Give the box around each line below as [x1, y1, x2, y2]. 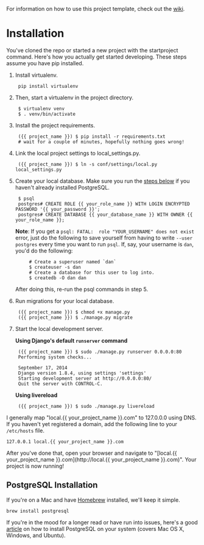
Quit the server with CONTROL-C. [18, 380, 103, 386]
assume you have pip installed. [6, 59, 84, 66]
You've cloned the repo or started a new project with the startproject [6, 46, 178, 54]
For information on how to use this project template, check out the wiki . [6, 5, 185, 12]
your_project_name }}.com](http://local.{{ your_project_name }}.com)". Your [6, 455, 197, 463]
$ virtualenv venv [18, 105, 65, 112]
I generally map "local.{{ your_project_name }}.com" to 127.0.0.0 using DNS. [6, 414, 197, 421]
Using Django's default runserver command [15, 337, 128, 344]
